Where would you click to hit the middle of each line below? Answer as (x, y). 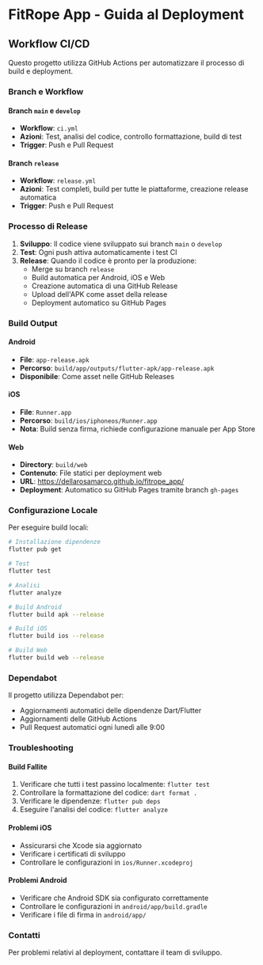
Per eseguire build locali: (49, 527)
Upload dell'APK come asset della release (99, 294)
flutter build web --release (56, 658)
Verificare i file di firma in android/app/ (83, 914)
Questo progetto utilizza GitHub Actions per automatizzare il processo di (126, 63)
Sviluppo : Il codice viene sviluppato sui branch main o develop (121, 244)
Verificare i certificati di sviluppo (72, 853)
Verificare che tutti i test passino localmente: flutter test (114, 785)
